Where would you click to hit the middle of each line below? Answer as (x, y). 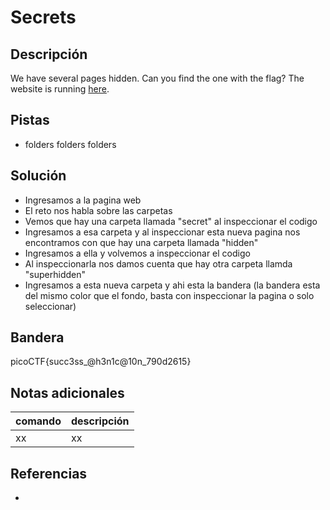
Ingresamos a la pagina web (83, 200)
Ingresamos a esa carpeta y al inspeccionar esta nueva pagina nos (162, 232)
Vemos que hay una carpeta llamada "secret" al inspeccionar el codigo (171, 221)
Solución (38, 176)
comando (38, 421)
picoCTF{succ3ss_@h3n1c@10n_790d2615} (101, 362)
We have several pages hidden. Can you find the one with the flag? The (157, 78)
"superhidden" (55, 274)
